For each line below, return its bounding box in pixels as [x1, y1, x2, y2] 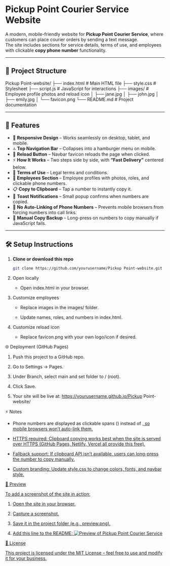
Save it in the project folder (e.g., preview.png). [12, 520, 111, 526]
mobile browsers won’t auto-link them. [12, 426, 93, 432]
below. [12, 164, 27, 170]
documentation [5, 101, 37, 107]
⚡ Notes [5, 409, 22, 415]
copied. [12, 199, 29, 205]
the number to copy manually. [12, 456, 75, 462]
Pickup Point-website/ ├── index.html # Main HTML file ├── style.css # [5, 80, 156, 86]
